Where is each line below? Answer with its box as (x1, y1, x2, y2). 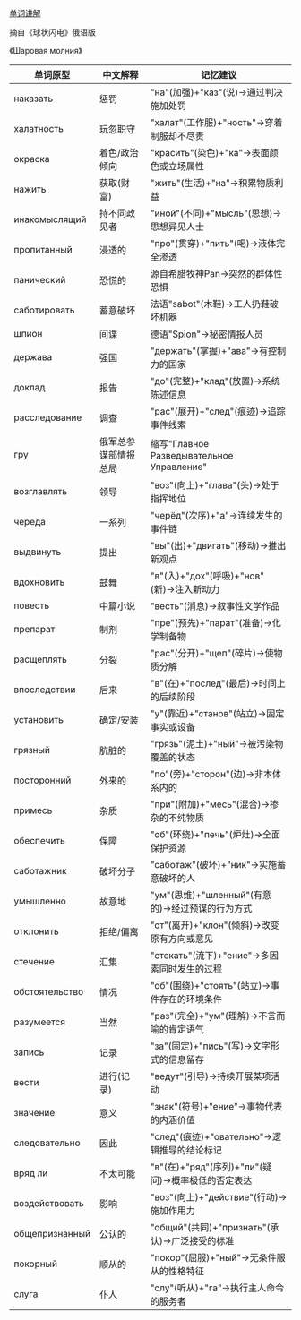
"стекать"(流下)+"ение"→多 (150, 949, 271, 961)
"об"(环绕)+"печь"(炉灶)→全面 (150, 828, 280, 840)
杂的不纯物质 (150, 811, 204, 824)
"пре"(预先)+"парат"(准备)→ (150, 617, 273, 629)
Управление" (150, 460, 208, 473)
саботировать (13, 304, 75, 316)
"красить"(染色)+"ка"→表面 (150, 147, 271, 159)
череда (13, 516, 47, 527)
